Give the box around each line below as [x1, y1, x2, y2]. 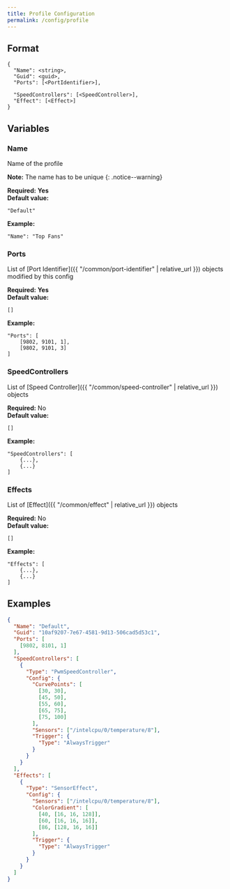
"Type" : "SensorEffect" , [25, 785, 98, 792]
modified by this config [7, 273, 74, 281]
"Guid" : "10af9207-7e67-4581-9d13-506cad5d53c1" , [13, 629, 160, 637]
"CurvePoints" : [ [32, 681, 82, 688]
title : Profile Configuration [7, 10, 95, 17]
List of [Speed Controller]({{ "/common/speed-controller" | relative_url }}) [7, 383, 218, 391]
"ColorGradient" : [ [32, 805, 89, 812]
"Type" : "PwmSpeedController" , [25, 668, 117, 675]
